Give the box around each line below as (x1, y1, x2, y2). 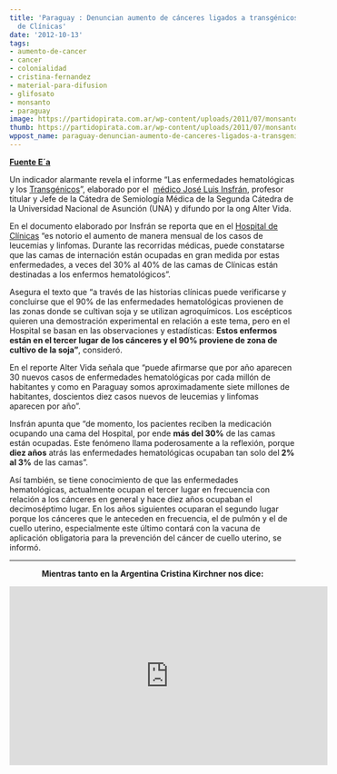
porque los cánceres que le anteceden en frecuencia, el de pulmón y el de (9, 512, 288, 523)
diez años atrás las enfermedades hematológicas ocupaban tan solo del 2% (9, 447, 295, 458)
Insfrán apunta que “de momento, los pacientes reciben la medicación (9, 418, 273, 429)
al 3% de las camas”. (9, 456, 89, 468)
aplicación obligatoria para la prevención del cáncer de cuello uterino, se (9, 532, 282, 543)
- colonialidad (9, 64, 67, 74)
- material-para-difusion (9, 81, 107, 90)
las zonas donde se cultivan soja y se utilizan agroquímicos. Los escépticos (9, 305, 292, 316)
